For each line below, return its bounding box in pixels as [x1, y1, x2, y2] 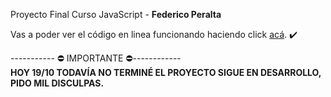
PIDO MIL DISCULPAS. [10, 77, 105, 89]
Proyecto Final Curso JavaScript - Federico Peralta [10, 9, 222, 20]
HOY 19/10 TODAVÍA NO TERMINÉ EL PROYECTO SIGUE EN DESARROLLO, [10, 67, 322, 78]
